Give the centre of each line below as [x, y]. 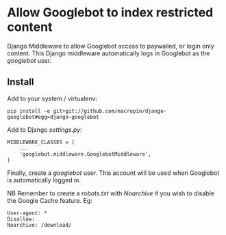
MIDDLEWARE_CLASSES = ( [41, 142]
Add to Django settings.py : [45, 129]
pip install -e [29, 111]
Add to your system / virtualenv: [52, 98]
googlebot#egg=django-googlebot [53, 117]
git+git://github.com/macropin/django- [110, 111]
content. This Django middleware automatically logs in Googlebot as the [109, 53]
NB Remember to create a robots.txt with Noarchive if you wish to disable [111, 193]
